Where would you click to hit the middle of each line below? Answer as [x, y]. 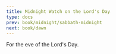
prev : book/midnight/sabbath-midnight [54, 22]
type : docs [20, 17]
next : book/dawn [26, 28]
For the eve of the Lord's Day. [43, 45]
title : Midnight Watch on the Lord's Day [58, 11]
